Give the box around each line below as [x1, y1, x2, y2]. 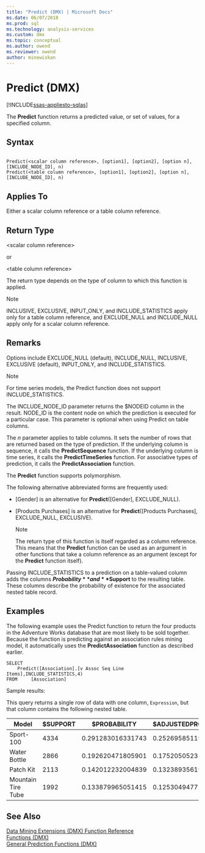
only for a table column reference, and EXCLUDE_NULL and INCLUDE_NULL [6, 314, 198, 321]
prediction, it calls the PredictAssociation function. [6, 460, 135, 467]
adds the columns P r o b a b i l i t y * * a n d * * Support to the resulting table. [6, 575, 185, 583]
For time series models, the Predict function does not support [6, 384, 161, 391]
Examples [6, 606, 45, 616]
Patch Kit [9, 765, 35, 774]
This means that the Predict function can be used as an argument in [15, 544, 187, 551]
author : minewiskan [6, 54, 56, 61]
